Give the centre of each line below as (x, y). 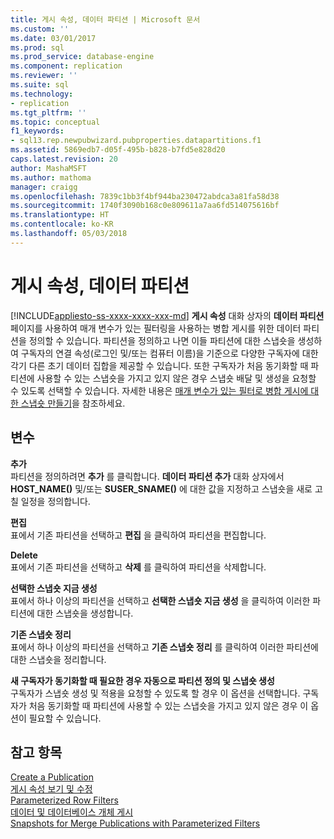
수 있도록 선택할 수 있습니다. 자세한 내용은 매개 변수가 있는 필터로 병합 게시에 (159, 390)
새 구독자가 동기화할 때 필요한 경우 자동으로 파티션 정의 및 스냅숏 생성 (142, 680)
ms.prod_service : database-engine (82, 57)
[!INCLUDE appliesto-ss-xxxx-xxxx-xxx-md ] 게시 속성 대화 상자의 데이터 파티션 (167, 315)
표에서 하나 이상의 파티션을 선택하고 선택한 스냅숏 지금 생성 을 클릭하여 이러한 (160, 600)
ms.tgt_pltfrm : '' (48, 112)
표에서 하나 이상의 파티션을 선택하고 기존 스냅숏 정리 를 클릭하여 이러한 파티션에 (164, 647)
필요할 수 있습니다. (65, 718)
